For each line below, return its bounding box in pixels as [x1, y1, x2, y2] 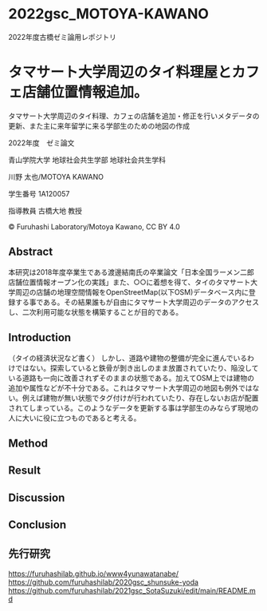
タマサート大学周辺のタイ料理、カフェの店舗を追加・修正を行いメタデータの [8, 111, 260, 121]
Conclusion [8, 518, 67, 532]
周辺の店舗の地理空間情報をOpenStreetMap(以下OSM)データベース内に [14, 287, 249, 296]
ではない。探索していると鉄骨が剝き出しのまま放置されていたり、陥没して [14, 363, 259, 372]
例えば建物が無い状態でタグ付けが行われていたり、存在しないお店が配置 [22, 393, 259, 403]
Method [8, 436, 49, 450]
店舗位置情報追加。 [22, 83, 149, 101]
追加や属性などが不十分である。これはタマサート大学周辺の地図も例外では [8, 383, 253, 392]
